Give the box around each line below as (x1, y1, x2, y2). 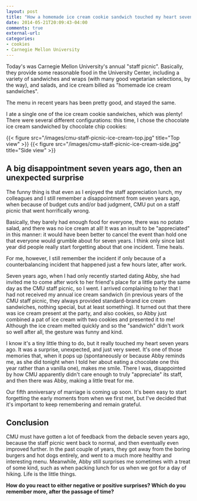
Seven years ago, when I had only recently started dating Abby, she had (6, 272, 180, 279)
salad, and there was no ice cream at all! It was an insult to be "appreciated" (6, 224, 190, 231)
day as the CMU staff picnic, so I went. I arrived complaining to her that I (6, 285, 181, 292)
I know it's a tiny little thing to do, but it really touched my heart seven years (6, 339, 189, 346)
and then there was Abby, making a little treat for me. (6, 377, 134, 384)
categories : (6, 36, 35, 42)
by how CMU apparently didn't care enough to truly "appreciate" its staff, (6, 370, 183, 378)
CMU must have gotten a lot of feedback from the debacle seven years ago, (6, 433, 190, 440)
